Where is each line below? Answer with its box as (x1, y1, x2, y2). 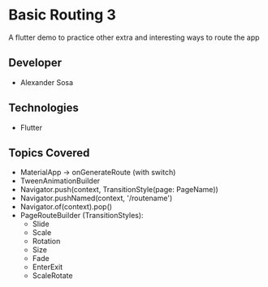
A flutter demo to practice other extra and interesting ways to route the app (8, 32, 260, 42)
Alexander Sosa (19, 77, 74, 87)
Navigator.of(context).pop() (19, 202, 112, 212)
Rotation (32, 237, 61, 246)
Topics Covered (8, 146, 90, 160)
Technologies (8, 101, 80, 115)
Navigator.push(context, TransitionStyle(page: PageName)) (19, 185, 219, 195)
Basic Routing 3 (8, 6, 116, 24)
